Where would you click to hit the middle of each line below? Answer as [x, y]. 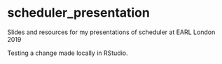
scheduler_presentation [79, 13]
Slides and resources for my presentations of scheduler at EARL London [111, 32]
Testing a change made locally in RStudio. [68, 53]
